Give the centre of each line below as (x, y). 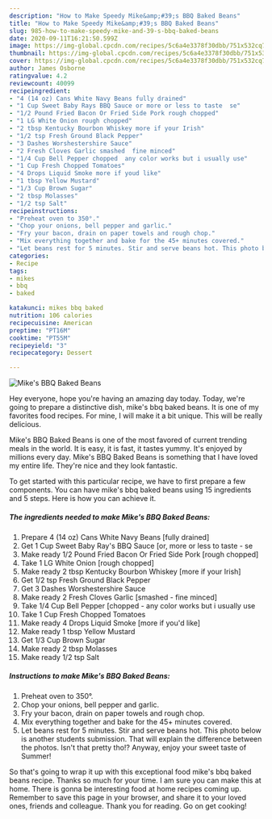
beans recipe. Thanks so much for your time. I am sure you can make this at (135, 780)
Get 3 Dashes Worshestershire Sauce (83, 589)
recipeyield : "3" (38, 345)
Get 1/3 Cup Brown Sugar (63, 640)
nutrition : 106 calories (51, 315)
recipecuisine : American (51, 323)
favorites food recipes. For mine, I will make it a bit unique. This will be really (136, 416)
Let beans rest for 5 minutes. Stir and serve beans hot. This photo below (141, 730)
